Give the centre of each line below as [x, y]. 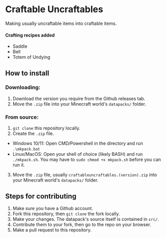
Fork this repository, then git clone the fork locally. [66, 214]
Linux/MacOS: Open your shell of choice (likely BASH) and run [78, 154]
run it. [19, 165]
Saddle [20, 46]
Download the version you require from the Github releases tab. [79, 98]
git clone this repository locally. [46, 128]
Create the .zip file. [33, 133]
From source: [22, 117]
